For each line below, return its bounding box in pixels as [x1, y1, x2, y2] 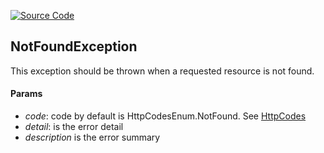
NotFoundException [10, 38, 138, 55]
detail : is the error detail [24, 121, 124, 133]
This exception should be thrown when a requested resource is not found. [10, 65, 315, 77]
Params [10, 88, 43, 100]
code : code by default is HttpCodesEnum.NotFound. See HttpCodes [24, 110, 307, 122]
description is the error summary [24, 131, 161, 144]
